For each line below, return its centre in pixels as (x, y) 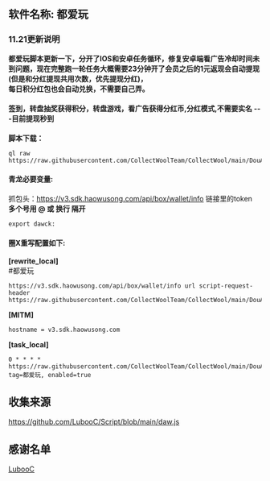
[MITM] (21, 315)
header (19, 293)
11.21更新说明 (34, 39)
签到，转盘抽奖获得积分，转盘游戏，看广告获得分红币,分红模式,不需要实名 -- (135, 109)
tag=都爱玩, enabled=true (50, 375)
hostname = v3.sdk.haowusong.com (64, 330)
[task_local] (29, 345)
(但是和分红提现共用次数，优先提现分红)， (78, 78)
